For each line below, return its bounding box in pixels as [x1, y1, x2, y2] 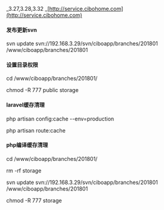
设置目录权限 [6, 61, 38, 68]
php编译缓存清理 [6, 142, 48, 149]
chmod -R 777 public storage [6, 87, 79, 94]
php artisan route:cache [6, 126, 66, 134]
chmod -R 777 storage [6, 197, 62, 204]
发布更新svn [6, 26, 37, 33]
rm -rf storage [6, 166, 42, 174]
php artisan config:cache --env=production [6, 115, 115, 122]
